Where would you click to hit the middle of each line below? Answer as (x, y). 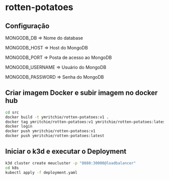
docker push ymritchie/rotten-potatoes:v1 (50, 131)
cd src (12, 112)
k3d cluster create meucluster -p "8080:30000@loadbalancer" (71, 163)
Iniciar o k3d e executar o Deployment (66, 152)
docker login (19, 127)
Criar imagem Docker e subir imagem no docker (81, 93)
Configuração (27, 26)
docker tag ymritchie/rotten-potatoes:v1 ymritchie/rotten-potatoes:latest (86, 122)
